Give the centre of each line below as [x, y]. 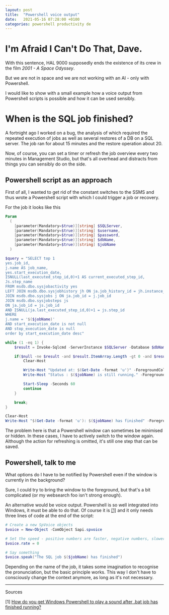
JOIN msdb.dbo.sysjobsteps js [37, 301]
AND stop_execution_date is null [40, 329]
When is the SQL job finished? [69, 119]
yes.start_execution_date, [33, 272]
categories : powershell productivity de [48, 24]
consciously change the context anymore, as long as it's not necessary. [79, 578]
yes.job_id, [18, 263]
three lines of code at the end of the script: [50, 516]
